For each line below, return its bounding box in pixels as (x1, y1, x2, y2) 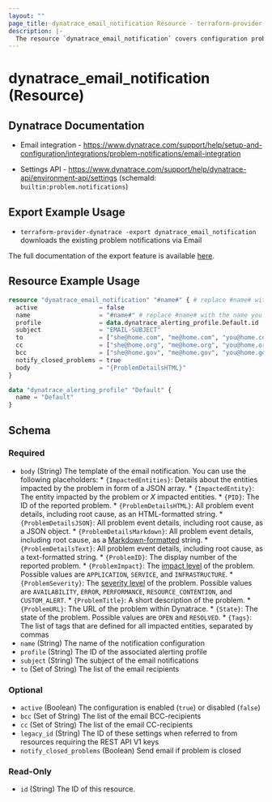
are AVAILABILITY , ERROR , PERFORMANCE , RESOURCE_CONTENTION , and (19, 587, 232, 596)
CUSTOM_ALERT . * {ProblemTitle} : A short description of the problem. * (19, 595, 251, 604)
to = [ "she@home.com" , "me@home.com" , (15, 334, 219, 342)
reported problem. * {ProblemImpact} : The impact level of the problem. (19, 561, 255, 570)
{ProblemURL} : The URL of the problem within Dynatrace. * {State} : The (19, 604, 258, 613)
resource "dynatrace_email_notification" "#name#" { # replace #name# (8, 296, 252, 304)
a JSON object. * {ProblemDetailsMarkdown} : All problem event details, (19, 526, 254, 535)
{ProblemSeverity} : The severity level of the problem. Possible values (19, 578, 253, 587)
